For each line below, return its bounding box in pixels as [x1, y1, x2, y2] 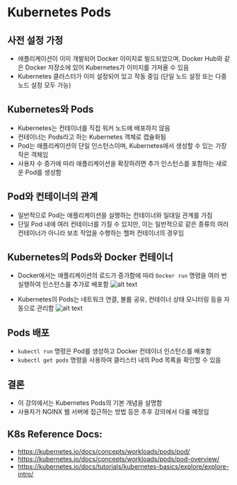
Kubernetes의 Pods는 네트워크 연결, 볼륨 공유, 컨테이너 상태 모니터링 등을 [17, 295, 223, 304]
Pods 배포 [7, 326, 50, 338]
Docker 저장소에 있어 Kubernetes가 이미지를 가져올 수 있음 [25, 63, 190, 72]
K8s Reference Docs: [7, 428, 103, 440]
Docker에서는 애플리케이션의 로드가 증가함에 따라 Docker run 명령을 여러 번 [17, 271, 228, 280]
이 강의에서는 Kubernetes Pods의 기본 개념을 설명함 [17, 399, 163, 407]
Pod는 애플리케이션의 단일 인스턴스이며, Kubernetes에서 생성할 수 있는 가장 [17, 141, 227, 149]
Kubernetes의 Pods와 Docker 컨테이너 [7, 251, 173, 263]
